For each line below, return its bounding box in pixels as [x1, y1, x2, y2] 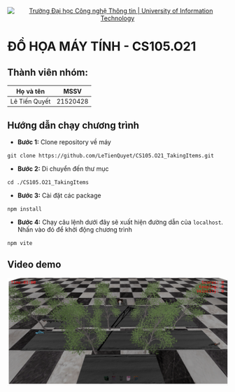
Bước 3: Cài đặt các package [17, 191, 101, 199]
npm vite [7, 240, 33, 247]
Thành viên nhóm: [7, 66, 89, 78]
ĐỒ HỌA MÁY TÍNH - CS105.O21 [7, 38, 197, 55]
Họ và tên [16, 87, 45, 95]
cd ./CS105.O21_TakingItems [7, 179, 90, 186]
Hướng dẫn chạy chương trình [7, 119, 140, 131]
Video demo [7, 259, 62, 271]
